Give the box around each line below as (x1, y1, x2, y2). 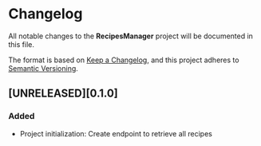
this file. (8, 39, 34, 49)
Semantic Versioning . (8, 63, 78, 73)
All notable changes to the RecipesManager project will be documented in (8, 31, 254, 41)
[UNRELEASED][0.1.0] (8, 87, 118, 101)
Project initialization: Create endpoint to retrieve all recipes (19, 128, 213, 138)
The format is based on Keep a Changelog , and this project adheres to (8, 55, 239, 65)
